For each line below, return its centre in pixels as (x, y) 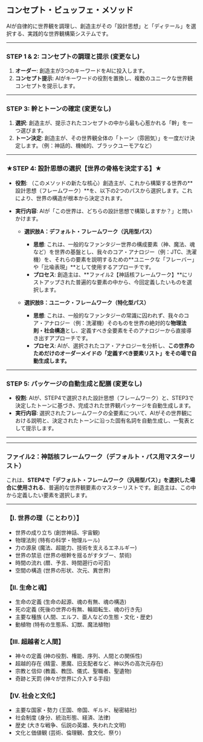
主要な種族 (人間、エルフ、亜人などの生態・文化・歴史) (84, 617)
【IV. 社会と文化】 (33, 696)
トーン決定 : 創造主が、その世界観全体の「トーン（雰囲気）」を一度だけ (102, 138)
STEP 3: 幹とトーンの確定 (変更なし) (59, 109)
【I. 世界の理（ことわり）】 (44, 518)
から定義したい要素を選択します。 (48, 495)
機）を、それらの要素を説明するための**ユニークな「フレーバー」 (114, 259)
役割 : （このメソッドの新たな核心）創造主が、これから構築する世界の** (104, 183)
